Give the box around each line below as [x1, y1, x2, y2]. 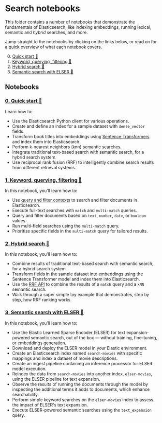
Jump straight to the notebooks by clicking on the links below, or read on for [5, 38, 157, 44]
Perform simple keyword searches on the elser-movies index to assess [12, 397, 154, 403]
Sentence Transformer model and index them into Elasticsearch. [12, 276, 140, 282]
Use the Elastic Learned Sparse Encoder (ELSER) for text [12, 329, 126, 335]
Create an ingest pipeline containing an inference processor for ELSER [12, 360, 152, 366]
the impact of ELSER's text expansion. [12, 402, 88, 407]
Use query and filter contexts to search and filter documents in [12, 197, 137, 203]
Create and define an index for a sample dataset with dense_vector [12, 123, 145, 129]
